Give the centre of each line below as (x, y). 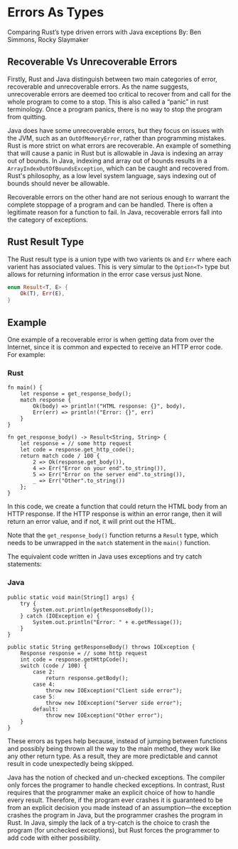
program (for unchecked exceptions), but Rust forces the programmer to (114, 830)
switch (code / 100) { (54, 665)
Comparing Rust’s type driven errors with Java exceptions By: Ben (104, 32)
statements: (25, 564)
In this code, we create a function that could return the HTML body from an (117, 506)
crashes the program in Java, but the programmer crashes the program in (115, 815)
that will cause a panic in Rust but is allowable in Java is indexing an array (115, 153)
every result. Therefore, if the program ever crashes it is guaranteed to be (115, 800)
